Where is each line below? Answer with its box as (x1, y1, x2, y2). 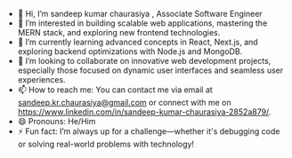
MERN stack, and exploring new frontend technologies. (17, 28, 221, 37)
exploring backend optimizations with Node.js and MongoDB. (17, 46, 243, 57)
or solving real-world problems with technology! (17, 138, 194, 149)
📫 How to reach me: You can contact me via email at (17, 84, 214, 95)
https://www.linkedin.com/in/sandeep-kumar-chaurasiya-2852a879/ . (17, 107, 272, 117)
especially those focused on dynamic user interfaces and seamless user (17, 65, 284, 75)
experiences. (17, 75, 66, 84)
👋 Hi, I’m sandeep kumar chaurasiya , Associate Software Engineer (17, 9, 263, 19)
